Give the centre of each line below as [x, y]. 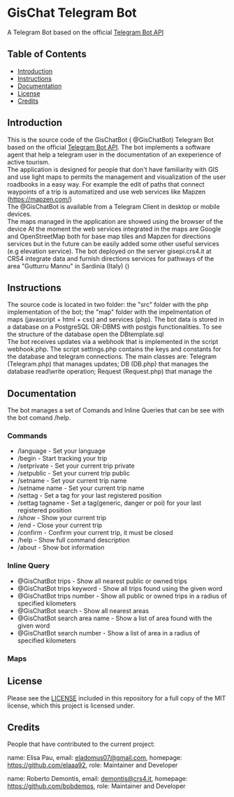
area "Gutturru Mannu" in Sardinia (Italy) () [68, 266]
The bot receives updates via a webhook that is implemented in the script [113, 342]
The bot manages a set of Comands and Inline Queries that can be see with [116, 410]
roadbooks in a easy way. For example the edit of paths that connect [106, 184]
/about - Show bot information [61, 547]
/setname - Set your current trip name [72, 481]
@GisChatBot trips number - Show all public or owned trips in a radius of [122, 596]
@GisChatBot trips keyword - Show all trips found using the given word [120, 588]
